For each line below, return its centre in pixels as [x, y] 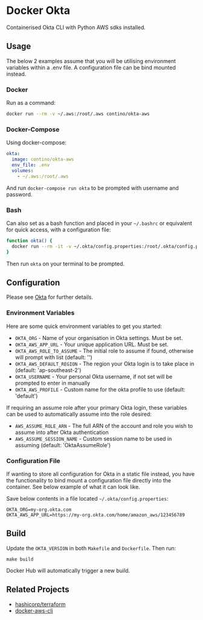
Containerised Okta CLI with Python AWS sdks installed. [76, 27]
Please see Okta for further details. [50, 297]
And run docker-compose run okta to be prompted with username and [93, 188]
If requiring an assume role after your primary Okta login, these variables [97, 407]
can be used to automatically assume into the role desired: [79, 414]
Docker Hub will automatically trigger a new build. [68, 570]
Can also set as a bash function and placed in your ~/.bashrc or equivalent [99, 223]
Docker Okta [38, 11]
